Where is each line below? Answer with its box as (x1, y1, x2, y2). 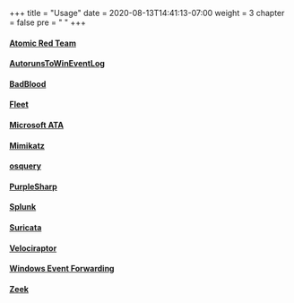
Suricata (9, 221, 42, 232)
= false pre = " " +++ (9, 17, 87, 28)
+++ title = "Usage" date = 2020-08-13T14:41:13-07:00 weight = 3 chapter (9, 8, 285, 18)
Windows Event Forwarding (9, 264, 115, 274)
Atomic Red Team (9, 38, 76, 48)
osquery (9, 160, 42, 171)
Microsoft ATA (9, 119, 65, 130)
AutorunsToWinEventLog (9, 58, 106, 69)
